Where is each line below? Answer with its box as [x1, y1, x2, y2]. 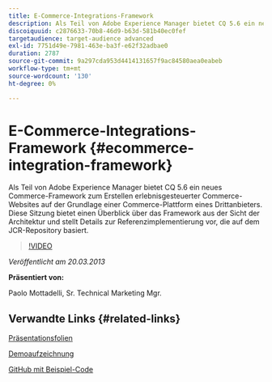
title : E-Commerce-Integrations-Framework [8, 11, 154, 20]
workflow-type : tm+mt [8, 65, 82, 73]
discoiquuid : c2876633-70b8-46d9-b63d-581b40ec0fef [8, 27, 186, 35]
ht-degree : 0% [8, 79, 57, 87]
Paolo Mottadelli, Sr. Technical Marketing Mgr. [8, 288, 162, 298]
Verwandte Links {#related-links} [8, 312, 181, 325]
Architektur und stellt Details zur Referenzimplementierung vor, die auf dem [8, 217, 261, 227]
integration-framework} [8, 155, 173, 174]
